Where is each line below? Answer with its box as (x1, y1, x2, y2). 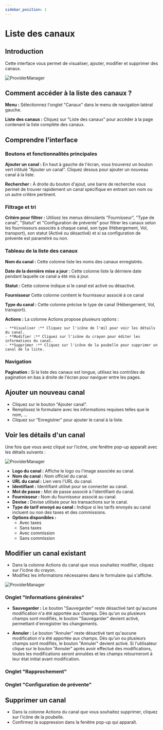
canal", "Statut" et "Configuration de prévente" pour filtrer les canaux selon (5, 220, 156, 226)
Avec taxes (19, 519, 42, 526)
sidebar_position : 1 (5, 7, 47, 12)
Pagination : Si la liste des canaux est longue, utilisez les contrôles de (5, 369, 145, 375)
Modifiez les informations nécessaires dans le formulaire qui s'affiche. (12, 572, 153, 578)
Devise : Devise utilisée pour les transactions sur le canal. (12, 499, 128, 505)
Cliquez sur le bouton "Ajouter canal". (12, 401, 88, 407)
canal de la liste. (5, 347, 45, 352)
